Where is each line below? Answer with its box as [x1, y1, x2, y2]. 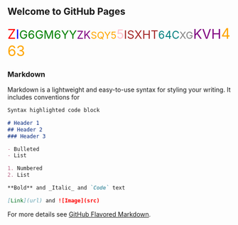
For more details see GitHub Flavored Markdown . [7, 209, 151, 219]
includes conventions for [7, 93, 80, 101]
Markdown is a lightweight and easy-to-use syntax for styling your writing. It [7, 85, 231, 94]
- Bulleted [7, 146, 40, 153]
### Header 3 [7, 133, 46, 140]
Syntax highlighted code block [7, 106, 100, 114]
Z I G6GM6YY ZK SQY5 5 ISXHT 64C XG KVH [7, 25, 222, 42]
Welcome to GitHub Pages [7, 6, 126, 18]
